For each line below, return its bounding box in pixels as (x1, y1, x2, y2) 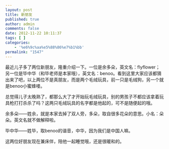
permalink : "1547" (5, 49, 44, 54)
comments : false (5, 26, 39, 31)
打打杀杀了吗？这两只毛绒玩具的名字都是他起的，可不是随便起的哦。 (14, 100, 155, 106)
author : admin (5, 21, 35, 27)
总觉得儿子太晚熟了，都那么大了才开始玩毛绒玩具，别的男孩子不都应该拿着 (5, 94, 159, 100)
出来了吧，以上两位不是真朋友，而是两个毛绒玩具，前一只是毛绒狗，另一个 (5, 77, 159, 83)
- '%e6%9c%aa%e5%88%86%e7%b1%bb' (14, 45, 84, 50)
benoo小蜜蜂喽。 (9, 83, 45, 89)
